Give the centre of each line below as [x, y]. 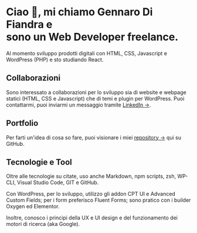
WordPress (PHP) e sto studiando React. [55, 59]
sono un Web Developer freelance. [92, 37]
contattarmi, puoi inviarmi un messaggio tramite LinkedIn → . [79, 105]
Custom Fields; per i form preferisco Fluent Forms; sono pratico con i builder [98, 200]
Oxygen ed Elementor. [33, 207]
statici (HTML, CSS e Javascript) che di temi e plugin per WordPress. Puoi [95, 98]
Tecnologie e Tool [39, 162]
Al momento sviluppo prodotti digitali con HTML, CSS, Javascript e [87, 53]
